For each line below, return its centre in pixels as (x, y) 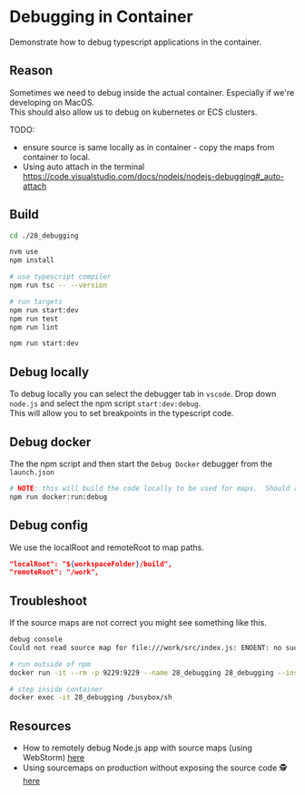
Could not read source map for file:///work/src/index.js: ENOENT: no (146, 647)
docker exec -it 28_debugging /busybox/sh (91, 698)
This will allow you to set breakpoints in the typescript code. (122, 413)
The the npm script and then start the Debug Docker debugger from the (141, 464)
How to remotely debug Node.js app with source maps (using (137, 748)
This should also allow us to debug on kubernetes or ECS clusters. (133, 112)
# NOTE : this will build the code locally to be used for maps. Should (150, 488)
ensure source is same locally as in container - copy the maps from (148, 147)
